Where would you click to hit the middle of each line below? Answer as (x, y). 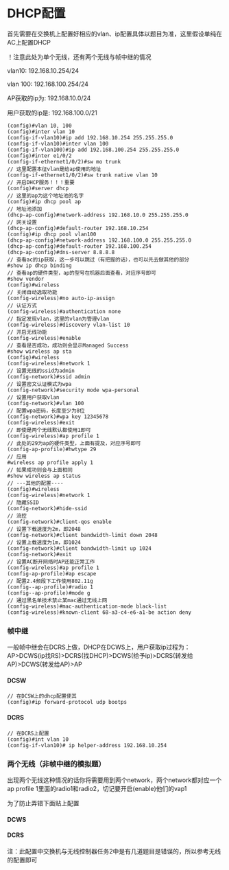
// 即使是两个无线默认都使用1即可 (49, 430)
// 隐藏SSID (23, 502)
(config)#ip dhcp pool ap (44, 202)
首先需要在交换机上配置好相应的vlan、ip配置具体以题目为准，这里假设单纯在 (115, 34)
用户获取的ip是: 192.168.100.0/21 (52, 113)
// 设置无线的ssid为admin (41, 371)
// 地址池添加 (25, 209)
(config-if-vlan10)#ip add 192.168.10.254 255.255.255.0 (90, 137)
